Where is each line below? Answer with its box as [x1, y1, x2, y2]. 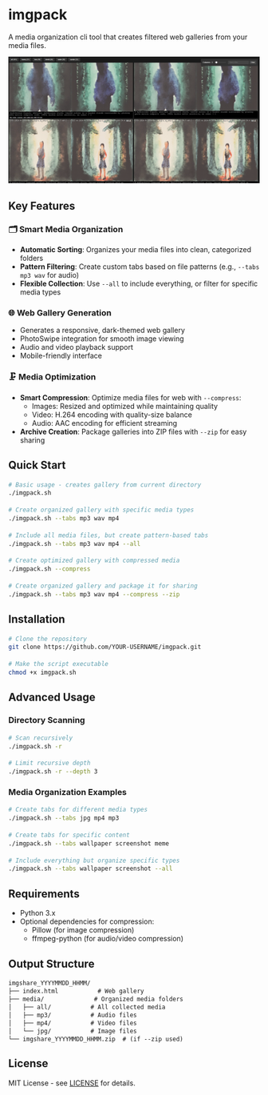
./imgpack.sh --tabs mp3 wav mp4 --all [8, 539, 141, 547]
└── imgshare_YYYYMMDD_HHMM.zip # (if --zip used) [8, 1035, 183, 1043]
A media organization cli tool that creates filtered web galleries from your [8, 32, 248, 42]
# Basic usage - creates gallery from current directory [8, 480, 202, 489]
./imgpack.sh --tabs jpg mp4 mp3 [8, 814, 120, 822]
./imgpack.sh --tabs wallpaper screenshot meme [8, 839, 170, 848]
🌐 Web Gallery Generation [8, 307, 112, 319]
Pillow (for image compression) [31, 925, 135, 935]
